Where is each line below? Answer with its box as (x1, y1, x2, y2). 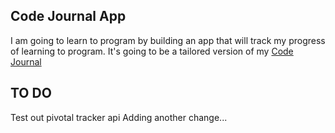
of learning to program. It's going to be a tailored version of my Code (10, 45, 294, 57)
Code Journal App (10, 8, 127, 25)
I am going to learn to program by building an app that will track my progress (10, 34, 326, 46)
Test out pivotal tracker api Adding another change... (10, 111, 228, 123)
